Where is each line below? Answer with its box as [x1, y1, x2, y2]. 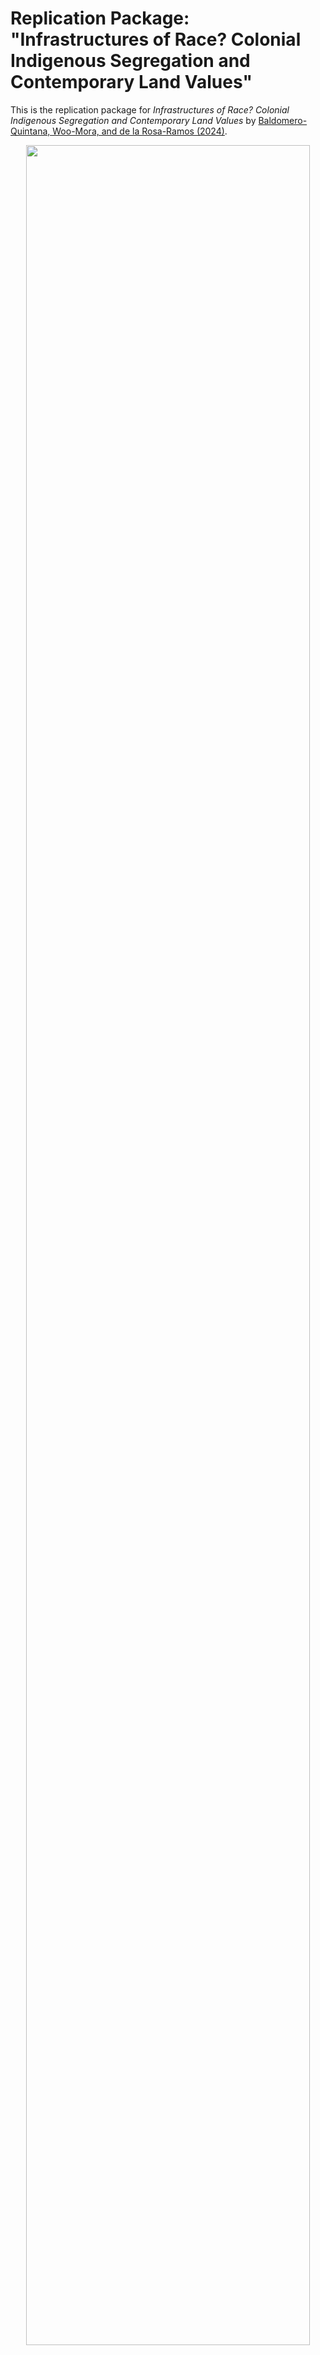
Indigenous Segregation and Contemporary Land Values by [10, 114, 257, 126]
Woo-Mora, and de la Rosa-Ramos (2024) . [52, 125, 228, 137]
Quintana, [10, 125, 51, 137]
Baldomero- [258, 114, 308, 126]
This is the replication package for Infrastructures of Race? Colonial [10, 103, 290, 116]
